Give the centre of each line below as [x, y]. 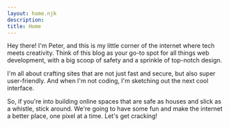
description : [26, 20]
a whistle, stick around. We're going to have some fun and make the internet [115, 109]
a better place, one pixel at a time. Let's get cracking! [82, 116]
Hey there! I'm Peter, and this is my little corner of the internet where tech [111, 46]
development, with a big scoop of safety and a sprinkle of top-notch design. [115, 60]
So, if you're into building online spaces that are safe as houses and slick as [114, 102]
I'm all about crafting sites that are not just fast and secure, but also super [112, 73]
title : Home [24, 26]
